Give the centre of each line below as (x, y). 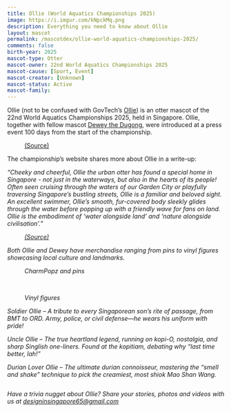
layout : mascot (29, 33)
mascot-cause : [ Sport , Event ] (51, 71)
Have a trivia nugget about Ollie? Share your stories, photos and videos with (116, 394)
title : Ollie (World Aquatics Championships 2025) (81, 13)
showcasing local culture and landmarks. (66, 258)
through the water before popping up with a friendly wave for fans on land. (114, 209)
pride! (16, 326)
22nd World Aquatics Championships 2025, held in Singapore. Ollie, (103, 117)
